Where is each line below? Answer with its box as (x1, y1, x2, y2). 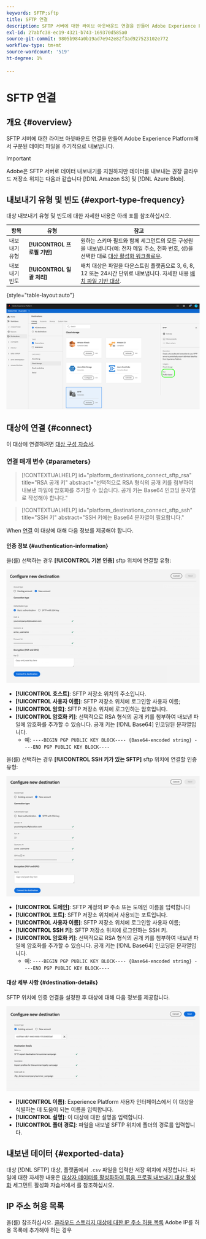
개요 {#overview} (6, 117, 72, 128)
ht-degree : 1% (6, 55, 43, 61)
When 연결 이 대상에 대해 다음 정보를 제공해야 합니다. (6, 527, 134, 534)
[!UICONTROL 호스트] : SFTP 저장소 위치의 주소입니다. (15, 690, 147, 697)
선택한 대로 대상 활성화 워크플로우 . (80, 252, 162, 260)
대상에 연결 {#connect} (6, 423, 93, 433)
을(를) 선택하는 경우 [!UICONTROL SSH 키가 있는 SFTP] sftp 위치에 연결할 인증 (6, 756, 197, 763)
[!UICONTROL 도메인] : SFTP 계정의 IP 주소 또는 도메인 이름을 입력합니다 (15, 903, 191, 910)
